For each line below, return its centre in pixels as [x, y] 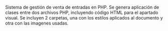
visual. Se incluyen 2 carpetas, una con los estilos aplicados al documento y [84, 18]
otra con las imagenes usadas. [37, 23]
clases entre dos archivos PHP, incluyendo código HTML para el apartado [82, 12]
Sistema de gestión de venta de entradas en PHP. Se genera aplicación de [82, 7]
